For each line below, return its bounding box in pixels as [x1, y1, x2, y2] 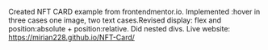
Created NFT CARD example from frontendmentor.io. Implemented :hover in [8, 7, 261, 16]
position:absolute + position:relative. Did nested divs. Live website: [8, 24, 231, 33]
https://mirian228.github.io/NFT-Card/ [8, 32, 136, 42]
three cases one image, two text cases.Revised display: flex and [8, 15, 222, 25]
